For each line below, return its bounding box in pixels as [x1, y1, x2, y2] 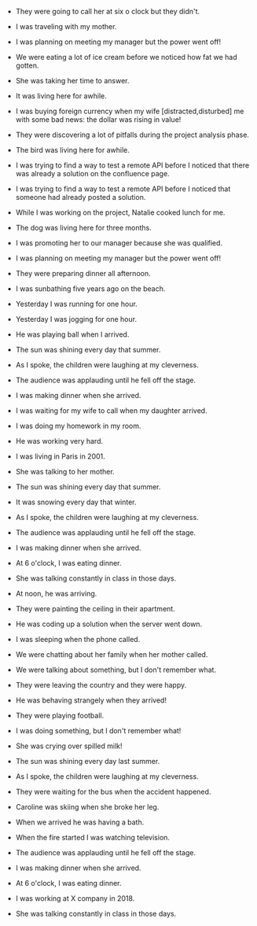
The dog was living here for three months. [15, 223, 152, 232]
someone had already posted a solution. [15, 193, 146, 201]
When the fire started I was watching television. [15, 833, 171, 842]
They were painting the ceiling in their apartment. [15, 604, 175, 613]
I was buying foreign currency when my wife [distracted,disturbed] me [15, 106, 244, 116]
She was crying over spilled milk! [15, 741, 123, 751]
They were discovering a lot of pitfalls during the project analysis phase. [15, 130, 250, 139]
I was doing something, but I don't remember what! [15, 726, 182, 735]
